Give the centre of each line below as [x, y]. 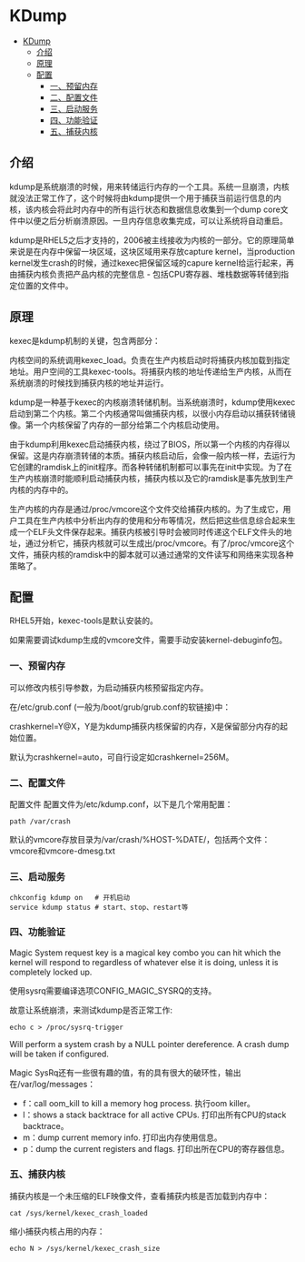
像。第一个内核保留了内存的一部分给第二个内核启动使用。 [117, 425]
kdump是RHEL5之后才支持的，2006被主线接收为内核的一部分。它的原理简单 [152, 240]
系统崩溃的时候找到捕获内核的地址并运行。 [89, 382]
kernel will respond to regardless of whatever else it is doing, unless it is [144, 962]
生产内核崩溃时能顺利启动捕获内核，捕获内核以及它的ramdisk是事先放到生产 [152, 478]
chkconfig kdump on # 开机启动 [70, 898]
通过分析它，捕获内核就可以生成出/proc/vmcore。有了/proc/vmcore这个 [160, 543]
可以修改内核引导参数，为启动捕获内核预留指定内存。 [109, 687]
